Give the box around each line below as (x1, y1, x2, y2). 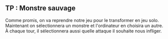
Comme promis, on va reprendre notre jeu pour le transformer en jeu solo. (5, 17, 159, 23)
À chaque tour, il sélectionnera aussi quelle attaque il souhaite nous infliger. (5, 27, 162, 34)
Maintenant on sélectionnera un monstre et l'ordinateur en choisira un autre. (5, 22, 163, 28)
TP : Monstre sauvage (5, 4, 76, 12)
